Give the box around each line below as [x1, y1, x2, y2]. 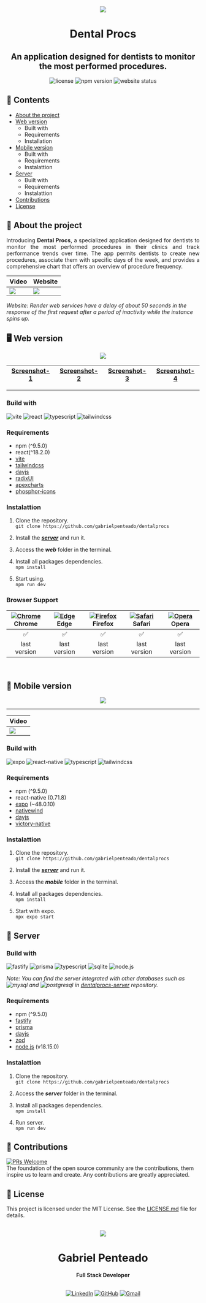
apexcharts [15, 481, 44, 489]
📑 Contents [6, 95, 50, 105]
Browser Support [6, 596, 58, 605]
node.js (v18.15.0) [15, 1043, 59, 1050]
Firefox [93, 619, 114, 628]
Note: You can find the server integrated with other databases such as [6, 975, 185, 982]
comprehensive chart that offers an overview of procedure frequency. [6, 262, 183, 270]
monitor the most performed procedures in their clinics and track [6, 243, 200, 250]
